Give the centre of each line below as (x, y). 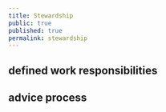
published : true (35, 30)
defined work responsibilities (83, 70)
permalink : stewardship (48, 38)
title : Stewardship (41, 16)
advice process (48, 98)
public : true (30, 23)
